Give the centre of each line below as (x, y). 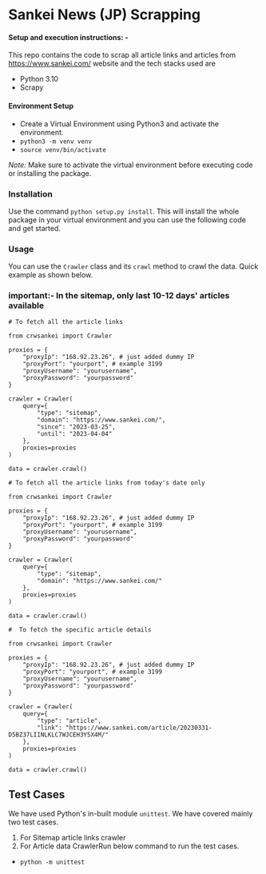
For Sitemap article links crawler (73, 838)
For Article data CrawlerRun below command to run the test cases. (129, 846)
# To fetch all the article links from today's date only (107, 483)
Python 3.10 (39, 79)
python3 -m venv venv (56, 142)
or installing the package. (50, 173)
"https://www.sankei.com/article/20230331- (139, 728)
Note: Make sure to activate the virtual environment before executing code (131, 165)
